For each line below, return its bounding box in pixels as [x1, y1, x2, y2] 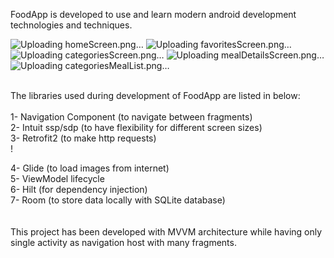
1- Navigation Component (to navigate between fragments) [10, 111, 253, 123]
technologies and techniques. [10, 19, 133, 31]
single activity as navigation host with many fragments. [10, 237, 237, 248]
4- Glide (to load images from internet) [10, 162, 170, 174]
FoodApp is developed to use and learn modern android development [10, 9, 297, 20]
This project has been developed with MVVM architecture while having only [10, 226, 323, 238]
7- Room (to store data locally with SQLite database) [10, 194, 226, 206]
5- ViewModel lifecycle [10, 173, 105, 184]
